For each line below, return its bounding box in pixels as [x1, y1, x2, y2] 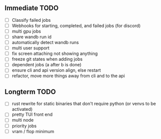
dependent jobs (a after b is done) [11, 62, 82, 68]
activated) [11, 106, 33, 112]
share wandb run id [11, 34, 52, 40]
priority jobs [11, 123, 37, 129]
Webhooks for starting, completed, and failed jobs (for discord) [11, 22, 141, 29]
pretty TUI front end [11, 111, 53, 118]
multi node [11, 117, 34, 123]
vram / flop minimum [11, 128, 54, 134]
